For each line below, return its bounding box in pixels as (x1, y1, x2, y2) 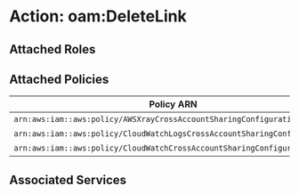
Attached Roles (9, 42, 96, 57)
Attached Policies (9, 71, 109, 86)
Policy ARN (149, 98, 198, 110)
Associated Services (9, 172, 127, 188)
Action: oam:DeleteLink (9, 6, 187, 27)
